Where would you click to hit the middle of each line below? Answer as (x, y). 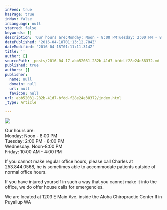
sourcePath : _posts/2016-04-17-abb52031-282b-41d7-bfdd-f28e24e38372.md (82, 61)
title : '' (15, 51)
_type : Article (21, 103)
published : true (22, 65)
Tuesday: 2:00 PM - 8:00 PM (35, 141)
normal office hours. (26, 172)
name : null (21, 79)
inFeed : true (19, 10)
